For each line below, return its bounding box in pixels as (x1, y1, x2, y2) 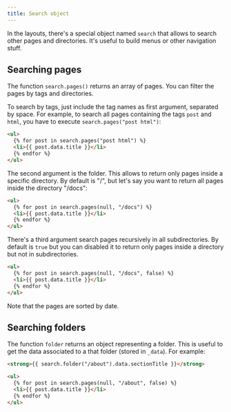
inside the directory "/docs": (7, 184, 88, 192)
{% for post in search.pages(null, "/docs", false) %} (13, 270, 174, 277)
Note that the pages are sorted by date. (7, 301, 119, 310)
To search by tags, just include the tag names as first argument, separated (7, 103, 219, 111)
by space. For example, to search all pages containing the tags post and (7, 110, 212, 118)
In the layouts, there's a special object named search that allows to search (7, 29, 217, 37)
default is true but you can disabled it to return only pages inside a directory (7, 243, 224, 251)
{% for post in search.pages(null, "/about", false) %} (13, 380, 177, 387)
